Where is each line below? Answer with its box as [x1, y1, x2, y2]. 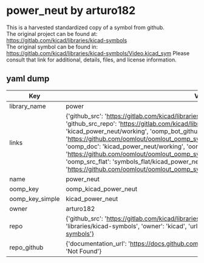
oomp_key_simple [9, 194, 60, 203]
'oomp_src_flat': [66, 157, 111, 166]
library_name [9, 101, 47, 110]
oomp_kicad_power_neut [66, 185, 138, 193]
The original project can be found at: [6, 30, 98, 37]
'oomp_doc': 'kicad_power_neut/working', [66, 142, 185, 151]
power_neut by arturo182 [6, 4, 136, 18]
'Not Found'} [66, 247, 102, 255]
